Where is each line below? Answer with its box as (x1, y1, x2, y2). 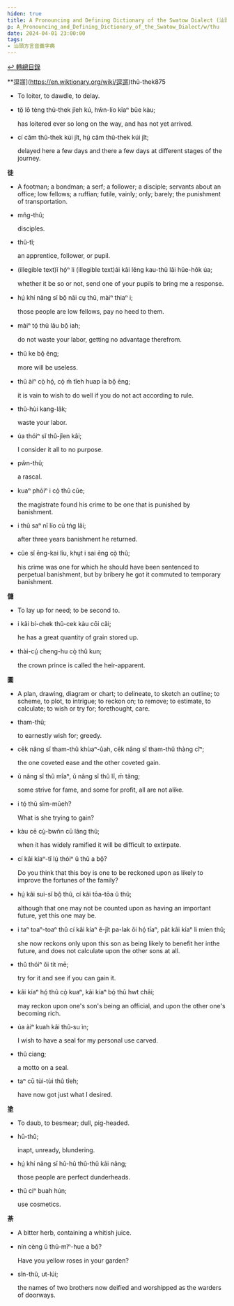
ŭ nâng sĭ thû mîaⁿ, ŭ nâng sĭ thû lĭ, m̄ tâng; (17, 772, 141, 780)
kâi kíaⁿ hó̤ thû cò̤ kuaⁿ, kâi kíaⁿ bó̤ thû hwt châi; (17, 988, 155, 996)
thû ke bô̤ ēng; (17, 349, 59, 357)
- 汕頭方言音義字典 (7, 43, 56, 50)
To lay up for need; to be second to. (17, 606, 120, 614)
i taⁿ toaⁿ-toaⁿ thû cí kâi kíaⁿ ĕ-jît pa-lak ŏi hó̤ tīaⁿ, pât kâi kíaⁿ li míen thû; (17, 925, 226, 934)
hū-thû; (17, 1133, 39, 1140)
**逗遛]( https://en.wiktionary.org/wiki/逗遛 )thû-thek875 (7, 78, 166, 86)
